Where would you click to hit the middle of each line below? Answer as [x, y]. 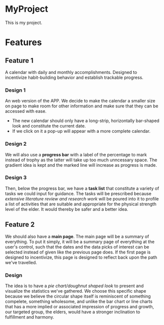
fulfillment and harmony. [30, 317]
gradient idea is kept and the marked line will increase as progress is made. [81, 165]
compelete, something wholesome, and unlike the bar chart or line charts [79, 301]
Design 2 [16, 144]
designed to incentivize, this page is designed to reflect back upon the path [81, 257]
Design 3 [16, 177]
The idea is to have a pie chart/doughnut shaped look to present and [74, 286]
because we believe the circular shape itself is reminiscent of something [78, 296]
